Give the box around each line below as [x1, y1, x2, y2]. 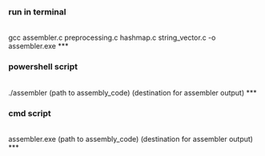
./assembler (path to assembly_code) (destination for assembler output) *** [8, 88, 258, 97]
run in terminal [8, 6, 66, 18]
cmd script [8, 107, 52, 119]
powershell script [8, 61, 78, 72]
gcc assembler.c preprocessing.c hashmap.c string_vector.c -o [8, 33, 216, 42]
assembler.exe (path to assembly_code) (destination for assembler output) [8, 134, 254, 143]
